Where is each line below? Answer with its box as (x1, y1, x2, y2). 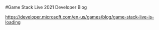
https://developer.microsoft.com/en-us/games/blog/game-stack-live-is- (5, 14, 154, 19)
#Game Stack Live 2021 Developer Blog (5, 4, 87, 10)
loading (5, 19, 21, 25)
